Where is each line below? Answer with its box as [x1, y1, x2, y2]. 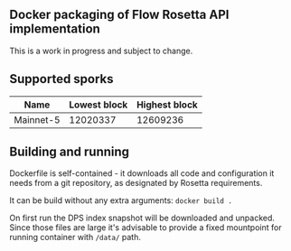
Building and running [9, 144, 129, 160]
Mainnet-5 [14, 113, 61, 125]
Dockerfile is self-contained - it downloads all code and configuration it [9, 168, 275, 179]
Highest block [136, 98, 199, 111]
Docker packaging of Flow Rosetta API [9, 7, 230, 23]
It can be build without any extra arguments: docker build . [9, 195, 233, 206]
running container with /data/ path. [9, 232, 142, 243]
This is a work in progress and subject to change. [9, 45, 193, 56]
